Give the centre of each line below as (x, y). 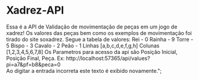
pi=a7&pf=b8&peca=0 (33, 64)
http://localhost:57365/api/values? (108, 58)
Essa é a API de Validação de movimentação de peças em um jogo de (92, 27)
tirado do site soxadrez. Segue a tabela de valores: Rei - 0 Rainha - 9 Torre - (100, 39)
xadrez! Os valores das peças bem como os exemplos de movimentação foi (99, 33)
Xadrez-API (35, 10)
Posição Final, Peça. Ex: (35, 58)
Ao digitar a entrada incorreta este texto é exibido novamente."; (84, 71)
